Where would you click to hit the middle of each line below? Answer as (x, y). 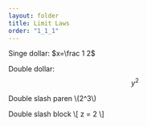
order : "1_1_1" (34, 30)
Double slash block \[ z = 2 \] (56, 114)
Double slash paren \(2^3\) (53, 99)
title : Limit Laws (39, 23)
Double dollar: (31, 69)
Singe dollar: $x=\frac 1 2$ (52, 54)
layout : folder (34, 16)
